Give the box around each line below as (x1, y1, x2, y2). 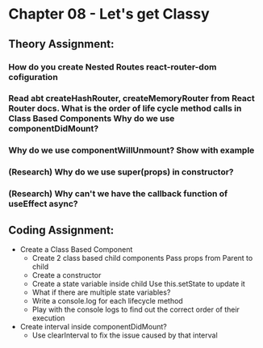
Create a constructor (31, 270, 102, 279)
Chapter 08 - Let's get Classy (8, 5, 210, 23)
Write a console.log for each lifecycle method (31, 296, 183, 305)
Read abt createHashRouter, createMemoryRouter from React (8, 93, 256, 104)
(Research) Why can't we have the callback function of (8, 188, 228, 199)
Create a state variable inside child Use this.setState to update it (31, 279, 246, 288)
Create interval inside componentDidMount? (19, 322, 167, 331)
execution (31, 313, 65, 323)
